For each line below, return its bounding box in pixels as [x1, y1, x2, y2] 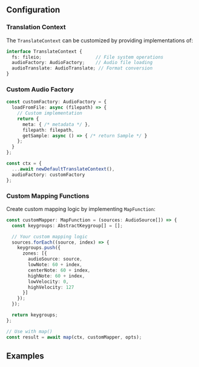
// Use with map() [6, 328, 53, 334]
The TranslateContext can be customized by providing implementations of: [6, 36, 194, 44]
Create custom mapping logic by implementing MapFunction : [6, 205, 155, 212]
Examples [6, 351, 44, 361]
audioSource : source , [28, 256, 83, 262]
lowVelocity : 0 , [28, 278, 69, 285]
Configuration [6, 5, 60, 15]
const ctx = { [6, 160, 42, 167]
